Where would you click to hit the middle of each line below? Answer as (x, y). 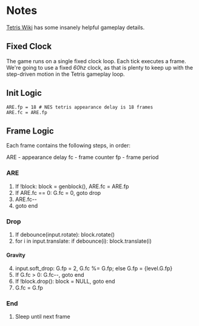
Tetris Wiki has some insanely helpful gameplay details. (76, 27)
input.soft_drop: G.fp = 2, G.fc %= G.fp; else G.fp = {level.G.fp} (94, 268)
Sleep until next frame (43, 317)
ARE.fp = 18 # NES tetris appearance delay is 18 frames (80, 107)
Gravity (16, 255)
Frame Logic (30, 131)
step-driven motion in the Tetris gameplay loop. (66, 74)
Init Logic (24, 93)
